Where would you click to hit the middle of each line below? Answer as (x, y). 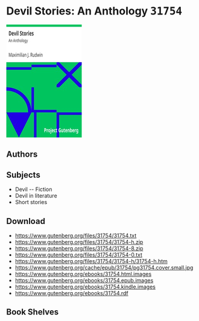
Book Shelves (33, 312)
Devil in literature (36, 196)
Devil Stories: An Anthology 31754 (94, 11)
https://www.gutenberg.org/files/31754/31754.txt (76, 235)
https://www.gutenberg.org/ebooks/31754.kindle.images (85, 287)
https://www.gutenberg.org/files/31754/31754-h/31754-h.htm (91, 261)
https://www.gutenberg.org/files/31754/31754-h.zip (79, 242)
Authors (22, 154)
